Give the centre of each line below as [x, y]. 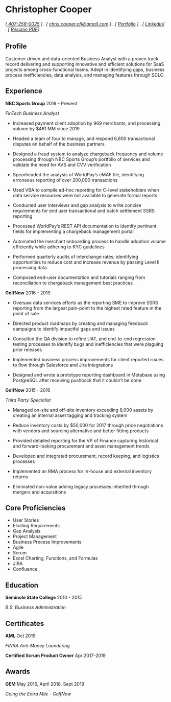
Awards [18, 672]
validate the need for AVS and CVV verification [62, 165]
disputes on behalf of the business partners [58, 144]
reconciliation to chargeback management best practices [73, 283]
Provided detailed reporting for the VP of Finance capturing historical [85, 440]
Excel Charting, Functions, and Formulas [55, 558]
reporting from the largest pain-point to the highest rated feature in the [87, 308]
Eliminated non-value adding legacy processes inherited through [81, 486]
